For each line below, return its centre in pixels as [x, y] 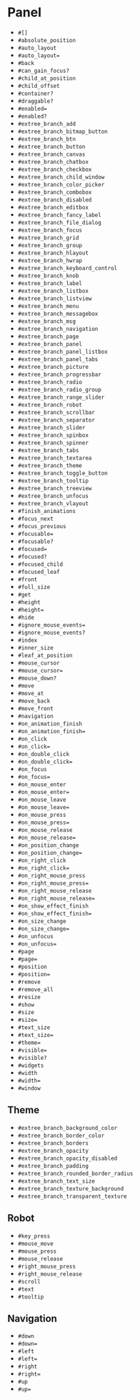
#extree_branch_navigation [58, 329]
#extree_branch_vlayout [53, 503]
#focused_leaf [39, 572]
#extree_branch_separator [56, 420]
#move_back [34, 701]
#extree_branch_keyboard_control [67, 268]
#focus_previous [42, 526]
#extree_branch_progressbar [59, 374]
